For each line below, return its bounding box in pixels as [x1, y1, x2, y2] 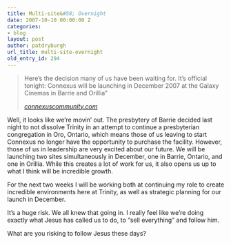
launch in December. [7, 195, 66, 203]
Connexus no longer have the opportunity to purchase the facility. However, [7, 138, 223, 146]
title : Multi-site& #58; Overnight [7, 10, 107, 17]
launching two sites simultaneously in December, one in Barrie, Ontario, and [7, 152, 223, 160]
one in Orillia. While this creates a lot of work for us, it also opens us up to [7, 160, 217, 168]
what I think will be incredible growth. [7, 167, 114, 175]
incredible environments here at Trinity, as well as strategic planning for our [7, 187, 222, 196]
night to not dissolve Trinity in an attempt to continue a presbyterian [7, 122, 200, 131]
